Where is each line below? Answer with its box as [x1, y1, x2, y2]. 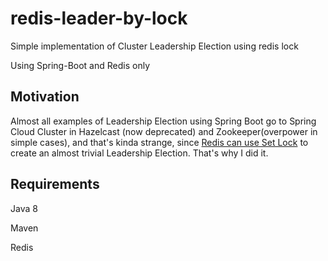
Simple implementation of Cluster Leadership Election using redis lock [10, 40, 299, 52]
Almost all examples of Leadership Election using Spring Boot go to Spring [10, 115, 317, 127]
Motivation [10, 88, 80, 106]
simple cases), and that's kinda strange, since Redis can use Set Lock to [10, 136, 309, 148]
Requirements [10, 176, 100, 193]
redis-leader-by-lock [10, 7, 188, 30]
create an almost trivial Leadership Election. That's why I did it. [10, 147, 269, 159]
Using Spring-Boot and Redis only [10, 59, 151, 71]
